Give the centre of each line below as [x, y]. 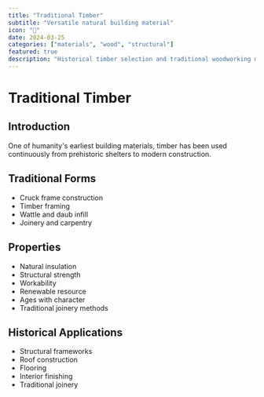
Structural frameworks [56, 351]
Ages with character [52, 300]
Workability [38, 282]
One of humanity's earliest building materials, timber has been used [118, 145]
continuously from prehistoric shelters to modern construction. [110, 154]
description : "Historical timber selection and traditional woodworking [130, 60]
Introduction [39, 127]
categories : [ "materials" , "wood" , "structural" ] [91, 45]
